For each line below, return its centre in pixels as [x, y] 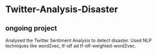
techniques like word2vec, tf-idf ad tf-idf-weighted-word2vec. [71, 46]
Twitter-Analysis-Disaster [62, 9]
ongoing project [31, 28]
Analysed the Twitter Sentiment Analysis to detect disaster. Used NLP [78, 40]
